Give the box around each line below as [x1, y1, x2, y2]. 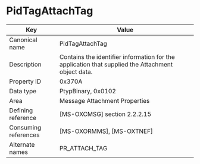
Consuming [9, 123, 42, 131]
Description [9, 60, 42, 68]
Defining [9, 106, 33, 114]
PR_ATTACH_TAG [59, 144, 108, 152]
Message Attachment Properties [59, 96, 150, 105]
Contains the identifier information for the [59, 52, 176, 61]
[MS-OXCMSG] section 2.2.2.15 [59, 110, 152, 118]
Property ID [9, 77, 42, 86]
